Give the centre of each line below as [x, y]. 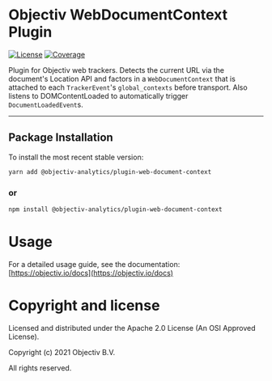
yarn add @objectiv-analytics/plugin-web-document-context [110, 171]
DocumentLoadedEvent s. [46, 104]
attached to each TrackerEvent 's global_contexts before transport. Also [128, 87]
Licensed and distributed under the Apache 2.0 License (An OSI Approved [132, 328]
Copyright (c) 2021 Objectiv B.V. [62, 352]
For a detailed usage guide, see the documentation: [94, 264]
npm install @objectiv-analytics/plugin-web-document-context [115, 209]
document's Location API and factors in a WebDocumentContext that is [122, 78]
